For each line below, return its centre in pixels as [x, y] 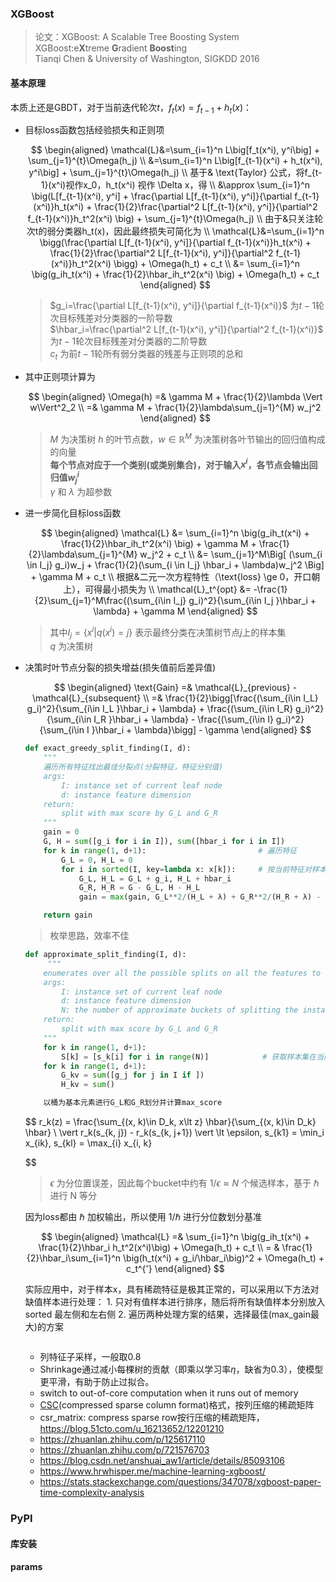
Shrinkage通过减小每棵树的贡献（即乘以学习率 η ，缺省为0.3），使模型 [181, 1369]
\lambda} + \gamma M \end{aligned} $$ [175, 611]
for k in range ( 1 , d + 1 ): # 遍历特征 [170, 850]
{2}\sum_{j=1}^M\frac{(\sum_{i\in [103, 600]
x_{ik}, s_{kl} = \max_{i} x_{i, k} [88, 1143]
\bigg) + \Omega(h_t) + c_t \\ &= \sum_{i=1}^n [206, 264]
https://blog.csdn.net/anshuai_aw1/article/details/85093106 [162, 1461]
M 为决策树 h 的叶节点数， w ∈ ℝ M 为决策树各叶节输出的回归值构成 [187, 438]
